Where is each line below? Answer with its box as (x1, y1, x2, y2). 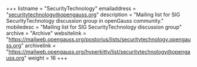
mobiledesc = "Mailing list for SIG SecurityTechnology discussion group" (6, 23, 182, 30)
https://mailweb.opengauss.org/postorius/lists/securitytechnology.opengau (8, 36, 191, 43)
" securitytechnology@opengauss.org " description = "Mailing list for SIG (6, 11, 181, 18)
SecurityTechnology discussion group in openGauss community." (6, 17, 164, 24)
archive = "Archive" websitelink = (6, 30, 87, 37)
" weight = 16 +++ (24, 55, 68, 61)
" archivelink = (21, 42, 56, 49)
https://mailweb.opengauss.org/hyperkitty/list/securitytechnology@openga (8, 48, 191, 55)
